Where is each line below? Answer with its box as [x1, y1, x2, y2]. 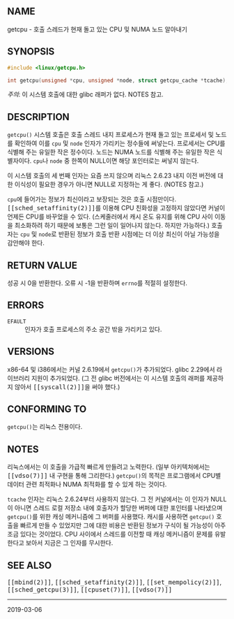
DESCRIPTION [7, 111, 70, 123]
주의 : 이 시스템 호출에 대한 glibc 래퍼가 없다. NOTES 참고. [7, 90, 164, 99]
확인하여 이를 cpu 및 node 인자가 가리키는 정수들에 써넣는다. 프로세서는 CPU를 [14, 139, 226, 147]
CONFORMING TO [7, 403, 87, 415]
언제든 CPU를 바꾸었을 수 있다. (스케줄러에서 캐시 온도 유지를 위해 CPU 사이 [7, 212, 214, 221]
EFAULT [7, 318, 26, 325]
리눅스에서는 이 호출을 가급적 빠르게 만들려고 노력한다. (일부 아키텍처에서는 [7, 463, 210, 471]
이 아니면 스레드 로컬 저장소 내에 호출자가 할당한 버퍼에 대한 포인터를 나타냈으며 [7, 504, 223, 512]
